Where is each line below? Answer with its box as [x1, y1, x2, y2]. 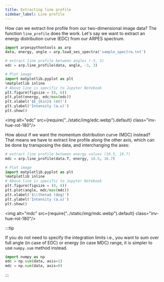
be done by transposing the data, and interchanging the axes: [5, 142, 130, 148]
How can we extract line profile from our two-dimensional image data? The [5, 25, 157, 31]
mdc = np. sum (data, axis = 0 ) [5, 263, 63, 268]
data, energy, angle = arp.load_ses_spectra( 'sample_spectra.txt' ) [5, 49, 146, 54]
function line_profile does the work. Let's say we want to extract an [5, 30, 145, 36]
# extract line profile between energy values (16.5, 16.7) [5, 151, 131, 157]
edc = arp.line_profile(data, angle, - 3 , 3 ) [5, 63, 98, 68]
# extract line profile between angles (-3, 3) [5, 58, 105, 64]
